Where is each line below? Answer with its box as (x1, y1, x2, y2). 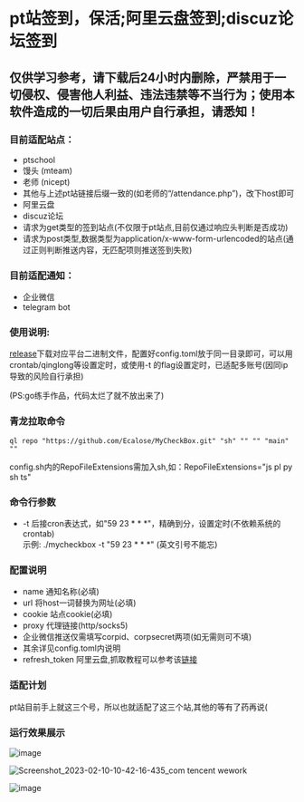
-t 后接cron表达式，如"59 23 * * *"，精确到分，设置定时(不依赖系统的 (22, 518, 281, 529)
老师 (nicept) (22, 176, 71, 187)
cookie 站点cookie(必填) (22, 609, 113, 620)
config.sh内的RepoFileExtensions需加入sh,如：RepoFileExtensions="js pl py (9, 461, 293, 472)
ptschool (22, 154, 56, 165)
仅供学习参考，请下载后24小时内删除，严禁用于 (9, 70, 275, 85)
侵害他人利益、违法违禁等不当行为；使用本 (56, 87, 295, 102)
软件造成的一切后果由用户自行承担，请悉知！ (9, 103, 260, 119)
